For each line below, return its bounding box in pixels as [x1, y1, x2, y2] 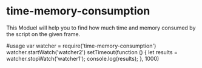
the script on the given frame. [6, 30, 81, 37]
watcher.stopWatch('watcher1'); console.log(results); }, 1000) [6, 55, 160, 62]
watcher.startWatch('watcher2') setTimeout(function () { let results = [6, 48, 178, 55]
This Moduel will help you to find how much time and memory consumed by [6, 24, 196, 31]
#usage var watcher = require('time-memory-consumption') [6, 42, 157, 49]
